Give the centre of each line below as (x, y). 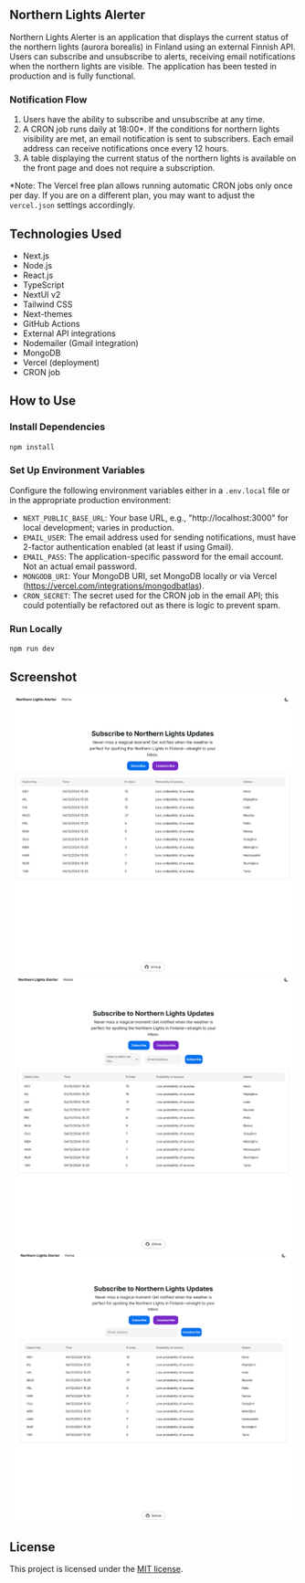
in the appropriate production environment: (90, 500)
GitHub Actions (51, 323)
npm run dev (32, 649)
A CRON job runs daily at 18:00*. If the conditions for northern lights (151, 129)
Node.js (37, 265)
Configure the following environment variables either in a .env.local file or (150, 490)
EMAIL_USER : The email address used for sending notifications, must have (159, 537)
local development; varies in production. (98, 527)
